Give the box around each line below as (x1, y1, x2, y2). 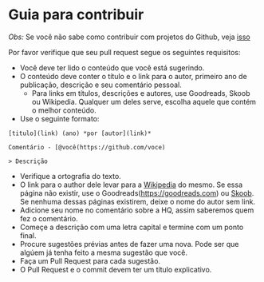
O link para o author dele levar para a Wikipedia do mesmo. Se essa (19, 180, 243, 189)
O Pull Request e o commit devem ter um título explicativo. (19, 264, 212, 274)
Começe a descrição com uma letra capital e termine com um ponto (19, 222, 244, 232)
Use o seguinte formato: (19, 113, 100, 123)
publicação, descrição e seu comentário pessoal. (19, 80, 182, 89)
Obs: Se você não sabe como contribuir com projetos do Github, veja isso (8, 32, 250, 42)
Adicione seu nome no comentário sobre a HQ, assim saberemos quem (19, 205, 254, 215)
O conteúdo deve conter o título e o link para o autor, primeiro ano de (19, 71, 247, 81)
